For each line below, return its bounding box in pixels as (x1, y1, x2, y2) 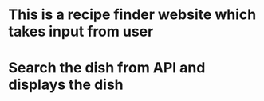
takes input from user (8, 22, 154, 41)
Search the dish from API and (8, 59, 206, 77)
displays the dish (8, 76, 124, 94)
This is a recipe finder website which (8, 6, 257, 24)
